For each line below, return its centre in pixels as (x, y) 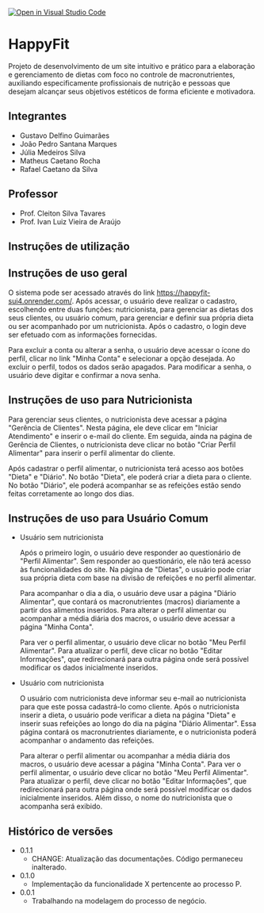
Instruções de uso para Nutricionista (100, 400)
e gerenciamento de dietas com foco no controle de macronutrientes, (122, 74)
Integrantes (38, 116)
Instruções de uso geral (68, 273)
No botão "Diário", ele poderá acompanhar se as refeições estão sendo (125, 485)
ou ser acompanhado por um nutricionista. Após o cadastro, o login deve (128, 326)
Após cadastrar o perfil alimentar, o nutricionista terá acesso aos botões (126, 468)
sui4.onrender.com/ (40, 300)
